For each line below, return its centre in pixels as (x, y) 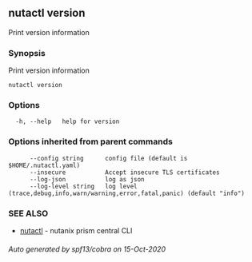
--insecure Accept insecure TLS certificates (124, 172)
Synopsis (27, 53)
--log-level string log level (83, 186)
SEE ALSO (28, 213)
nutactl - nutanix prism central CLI (76, 230)
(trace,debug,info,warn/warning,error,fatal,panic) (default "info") (127, 193)
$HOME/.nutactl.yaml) (44, 165)
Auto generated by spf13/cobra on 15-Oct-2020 (87, 249)
